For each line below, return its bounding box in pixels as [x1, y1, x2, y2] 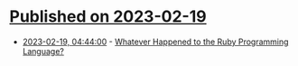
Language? [22, 45, 65, 56]
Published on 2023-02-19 [9, 6, 207, 27]
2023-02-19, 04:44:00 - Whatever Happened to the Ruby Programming [22, 36, 289, 47]
